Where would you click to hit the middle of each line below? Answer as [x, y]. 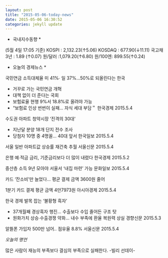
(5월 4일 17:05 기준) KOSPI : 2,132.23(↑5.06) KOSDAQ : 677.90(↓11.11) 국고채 [84, 50]
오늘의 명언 [16, 240]
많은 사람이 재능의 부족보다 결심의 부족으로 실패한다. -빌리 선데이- [70, 250]
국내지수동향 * [27, 39]
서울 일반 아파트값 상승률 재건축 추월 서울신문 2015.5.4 [59, 147]
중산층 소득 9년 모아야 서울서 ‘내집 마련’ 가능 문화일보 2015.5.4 [67, 168]
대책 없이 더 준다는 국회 [36, 95]
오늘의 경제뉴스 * [29, 67]
